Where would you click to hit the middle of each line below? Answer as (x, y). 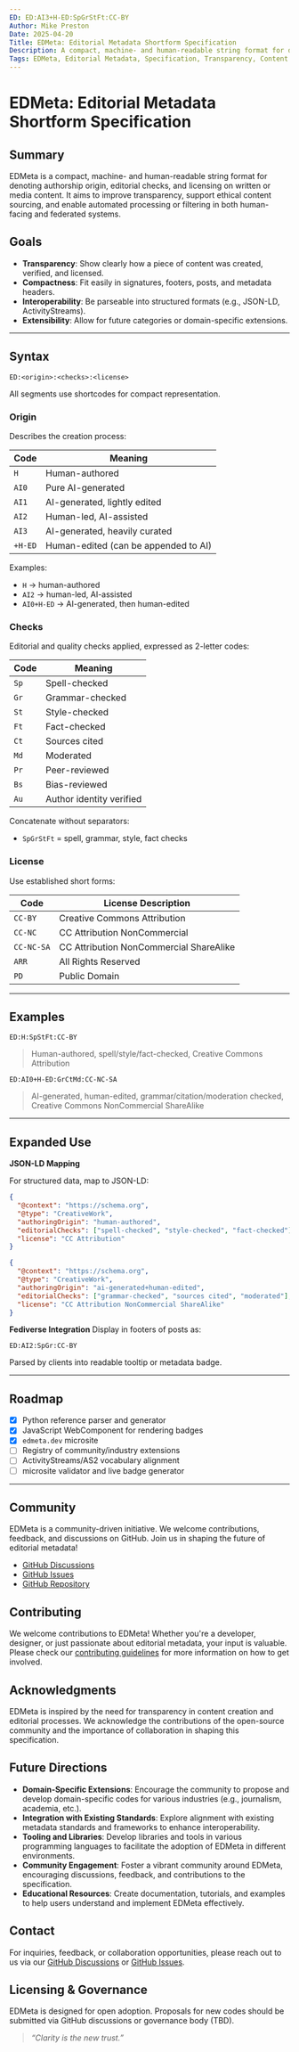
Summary (37, 155)
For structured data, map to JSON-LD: (79, 1181)
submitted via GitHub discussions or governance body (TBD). (122, 2021)
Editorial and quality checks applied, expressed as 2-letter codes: (129, 646)
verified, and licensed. (63, 273)
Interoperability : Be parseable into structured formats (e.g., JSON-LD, (151, 301)
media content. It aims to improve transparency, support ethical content (140, 195)
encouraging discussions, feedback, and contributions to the (133, 1874)
